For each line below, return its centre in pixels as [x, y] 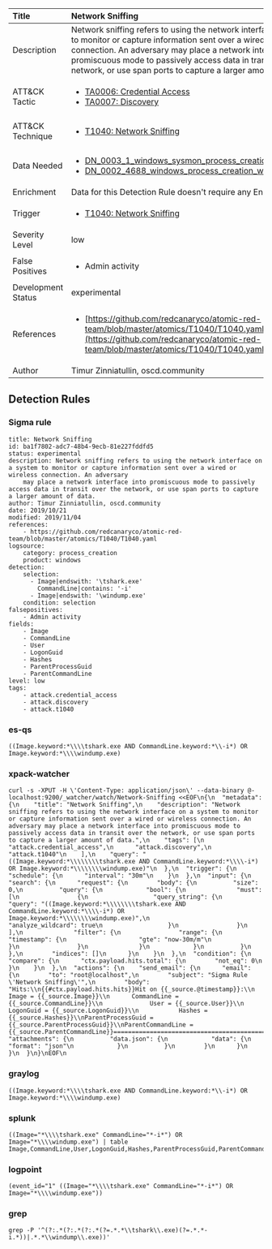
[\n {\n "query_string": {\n [115, 897]
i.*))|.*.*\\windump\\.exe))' [59, 1238]
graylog [24, 1074]
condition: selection [59, 603]
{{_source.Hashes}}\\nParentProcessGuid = [81, 1018]
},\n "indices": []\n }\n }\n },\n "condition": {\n [130, 954]
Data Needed [38, 166]
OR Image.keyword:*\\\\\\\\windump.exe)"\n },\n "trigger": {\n [123, 869]
